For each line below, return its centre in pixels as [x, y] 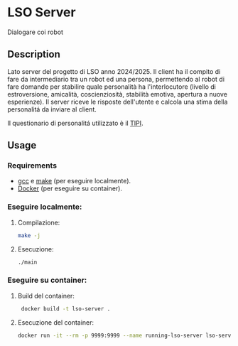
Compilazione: [39, 222]
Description [34, 54]
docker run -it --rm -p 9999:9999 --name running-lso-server [110, 335]
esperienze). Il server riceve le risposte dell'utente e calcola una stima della [118, 102]
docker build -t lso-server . [66, 309]
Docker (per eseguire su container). [70, 188]
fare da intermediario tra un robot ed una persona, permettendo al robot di [116, 79]
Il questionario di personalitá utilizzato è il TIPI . [75, 123]
